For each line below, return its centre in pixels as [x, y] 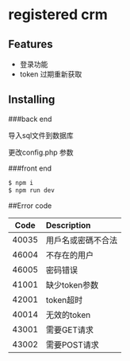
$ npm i [21, 182]
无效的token [68, 315]
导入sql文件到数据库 [41, 135]
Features [31, 44]
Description [68, 225]
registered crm [58, 15]
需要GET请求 [69, 330]
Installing [32, 100]
